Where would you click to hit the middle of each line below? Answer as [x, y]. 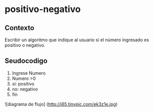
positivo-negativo [43, 9]
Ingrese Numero [29, 73]
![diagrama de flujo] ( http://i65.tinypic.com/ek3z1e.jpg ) [61, 104]
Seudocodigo [26, 61]
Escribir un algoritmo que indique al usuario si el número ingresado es [77, 40]
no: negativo [25, 89]
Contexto [20, 28]
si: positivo [23, 83]
